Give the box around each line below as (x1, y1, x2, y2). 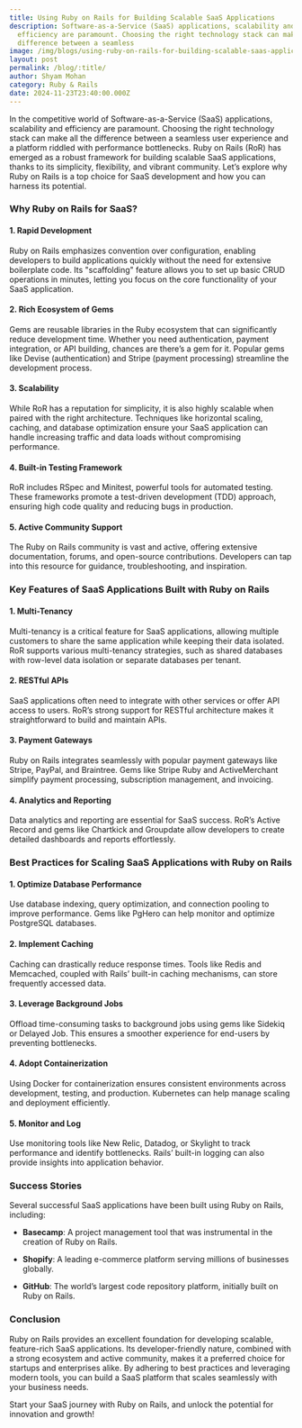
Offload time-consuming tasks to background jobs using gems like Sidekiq (9, 1018, 286, 1029)
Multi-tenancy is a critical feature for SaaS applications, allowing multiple (9, 625, 280, 636)
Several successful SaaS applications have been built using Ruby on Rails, (9, 1200, 284, 1211)
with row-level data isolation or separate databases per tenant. (9, 654, 242, 665)
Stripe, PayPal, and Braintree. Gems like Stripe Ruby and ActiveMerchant (9, 764, 279, 775)
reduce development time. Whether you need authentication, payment (9, 333, 270, 344)
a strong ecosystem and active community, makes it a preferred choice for (9, 1352, 286, 1363)
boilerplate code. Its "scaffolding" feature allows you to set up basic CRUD (9, 264, 286, 275)
